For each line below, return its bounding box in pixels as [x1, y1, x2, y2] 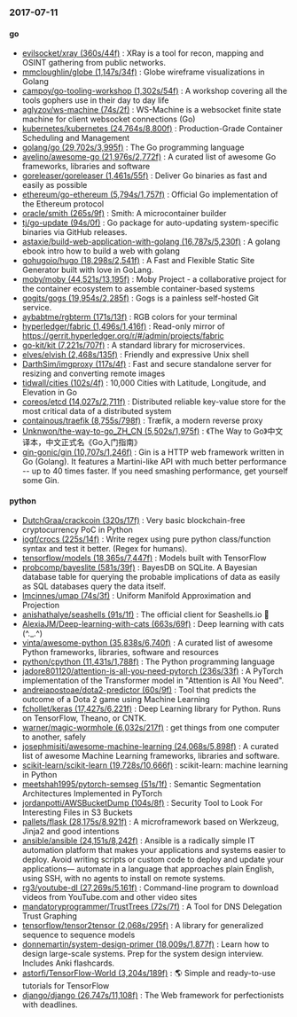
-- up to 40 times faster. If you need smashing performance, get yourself [21, 465, 288, 476]
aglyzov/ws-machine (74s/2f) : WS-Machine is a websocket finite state [21, 105, 282, 115]
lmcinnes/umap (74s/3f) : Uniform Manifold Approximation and [21, 591, 251, 601]
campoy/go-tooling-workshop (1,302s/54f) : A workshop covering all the [21, 86, 288, 97]
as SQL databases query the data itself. [21, 581, 167, 591]
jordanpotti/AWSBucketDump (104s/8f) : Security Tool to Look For [21, 798, 263, 809]
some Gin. [21, 475, 60, 486]
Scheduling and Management [21, 133, 130, 144]
